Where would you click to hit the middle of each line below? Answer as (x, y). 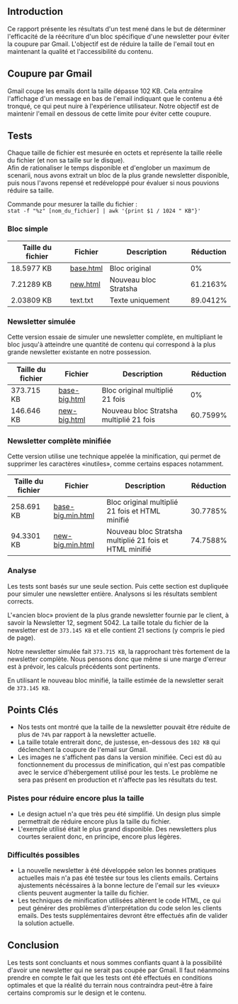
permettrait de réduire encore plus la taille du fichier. (94, 821)
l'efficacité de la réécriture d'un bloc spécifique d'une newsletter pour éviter (119, 36)
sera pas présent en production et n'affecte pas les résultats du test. (118, 780)
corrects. (21, 601)
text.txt (81, 300)
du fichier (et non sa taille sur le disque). (66, 160)
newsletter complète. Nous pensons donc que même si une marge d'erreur (117, 659)
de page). (21, 638)
